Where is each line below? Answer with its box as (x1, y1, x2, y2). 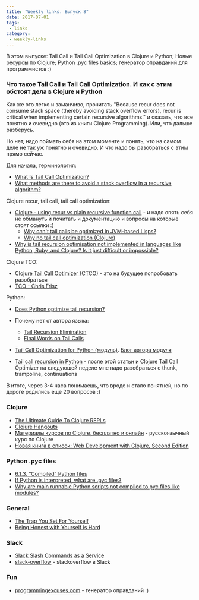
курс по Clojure (14, 435, 54, 443)
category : (6, 31, 31, 37)
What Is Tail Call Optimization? (14, 173, 90, 181)
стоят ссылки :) (14, 222, 54, 229)
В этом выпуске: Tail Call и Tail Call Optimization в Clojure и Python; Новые (6, 53, 192, 59)
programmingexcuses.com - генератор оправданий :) (14, 586, 149, 594)
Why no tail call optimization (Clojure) (23, 234, 116, 241)
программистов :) (6, 65, 52, 72)
